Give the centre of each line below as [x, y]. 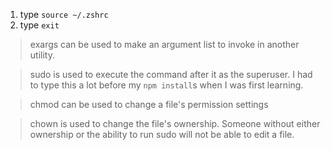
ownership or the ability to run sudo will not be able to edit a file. [162, 134]
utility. [42, 55]
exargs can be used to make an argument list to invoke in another [164, 44]
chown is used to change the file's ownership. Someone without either [175, 123]
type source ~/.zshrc [64, 14]
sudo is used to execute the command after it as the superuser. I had [171, 74]
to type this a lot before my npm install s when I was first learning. [166, 85]
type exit [39, 25]
